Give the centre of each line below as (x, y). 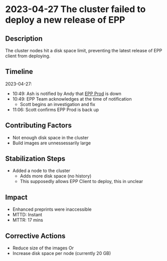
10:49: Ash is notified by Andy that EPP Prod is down (67, 94)
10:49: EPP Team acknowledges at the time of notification (72, 99)
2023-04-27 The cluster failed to (75, 9)
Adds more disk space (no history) (56, 176)
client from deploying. (28, 56)
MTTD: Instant (27, 215)
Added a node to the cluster (41, 171)
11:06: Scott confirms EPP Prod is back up (56, 110)
